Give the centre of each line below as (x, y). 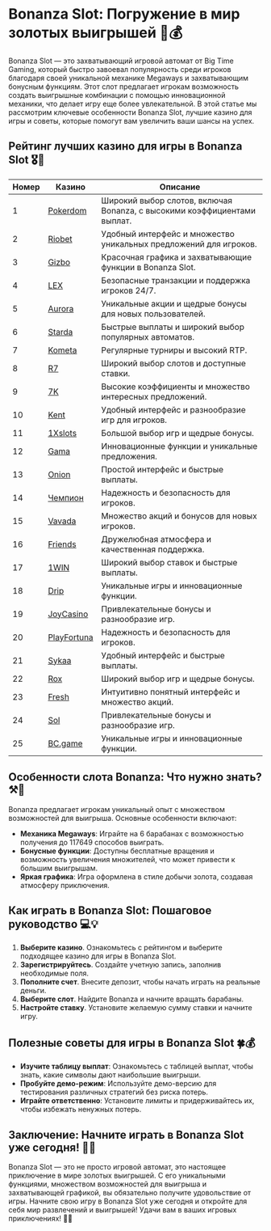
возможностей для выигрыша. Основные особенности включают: (123, 818)
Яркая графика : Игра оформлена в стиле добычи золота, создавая (136, 876)
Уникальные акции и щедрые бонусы (174, 303)
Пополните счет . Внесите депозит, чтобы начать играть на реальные (140, 982)
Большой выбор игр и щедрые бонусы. (177, 433)
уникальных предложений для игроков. (179, 243)
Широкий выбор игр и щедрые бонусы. (178, 679)
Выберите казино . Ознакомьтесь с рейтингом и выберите (121, 948)
